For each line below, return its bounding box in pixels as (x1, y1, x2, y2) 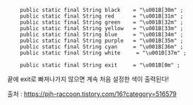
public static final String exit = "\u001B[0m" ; (20, 62, 180, 69)
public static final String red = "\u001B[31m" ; (20, 13, 184, 20)
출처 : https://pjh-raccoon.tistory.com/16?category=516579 (7, 90, 177, 98)
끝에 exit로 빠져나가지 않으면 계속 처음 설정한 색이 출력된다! (7, 75, 170, 83)
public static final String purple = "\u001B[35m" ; (20, 37, 184, 44)
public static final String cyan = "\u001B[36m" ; (20, 43, 184, 50)
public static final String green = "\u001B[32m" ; (20, 19, 184, 26)
